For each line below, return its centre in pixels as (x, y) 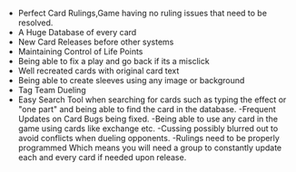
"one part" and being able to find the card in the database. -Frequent (147, 109)
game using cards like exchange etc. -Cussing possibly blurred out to (148, 129)
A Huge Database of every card (77, 32)
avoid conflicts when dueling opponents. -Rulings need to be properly (148, 138)
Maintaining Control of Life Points (80, 52)
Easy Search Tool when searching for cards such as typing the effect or (152, 100)
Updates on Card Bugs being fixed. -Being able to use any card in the (148, 119)
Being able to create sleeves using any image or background (131, 80)
